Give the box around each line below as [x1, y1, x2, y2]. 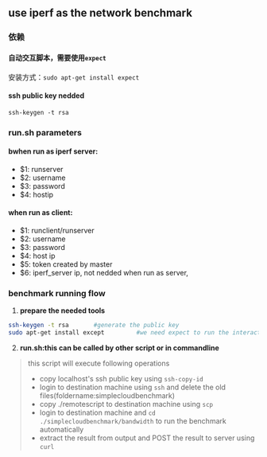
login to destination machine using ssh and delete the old [39, 382, 226, 393]
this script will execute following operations [27, 358, 170, 369]
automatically [39, 425, 84, 435]
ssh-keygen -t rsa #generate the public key [8, 322, 180, 330]
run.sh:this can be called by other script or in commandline [19, 343, 220, 353]
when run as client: [8, 208, 73, 217]
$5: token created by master [19, 260, 113, 269]
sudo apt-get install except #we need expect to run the [8, 329, 229, 337]
